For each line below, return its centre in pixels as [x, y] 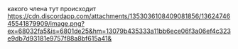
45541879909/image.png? [46, 23]
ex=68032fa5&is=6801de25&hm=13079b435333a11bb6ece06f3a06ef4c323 [119, 31]
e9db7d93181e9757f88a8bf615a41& [60, 38]
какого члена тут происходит [52, 9]
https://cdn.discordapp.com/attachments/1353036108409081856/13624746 [119, 16]
